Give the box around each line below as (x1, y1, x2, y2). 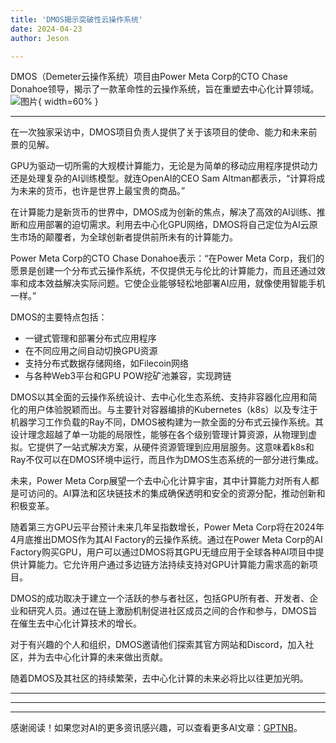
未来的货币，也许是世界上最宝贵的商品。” (18, 185, 186, 197)
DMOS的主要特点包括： (10, 311, 108, 323)
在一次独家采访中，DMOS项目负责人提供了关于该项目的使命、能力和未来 (10, 126, 309, 138)
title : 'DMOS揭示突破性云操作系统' (10, 14, 143, 25)
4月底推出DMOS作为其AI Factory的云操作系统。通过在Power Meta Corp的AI (10, 534, 323, 546)
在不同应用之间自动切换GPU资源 (24, 345, 158, 357)
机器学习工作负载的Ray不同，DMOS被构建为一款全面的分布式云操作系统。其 (10, 416, 324, 428)
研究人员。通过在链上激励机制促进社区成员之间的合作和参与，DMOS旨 (27, 605, 318, 617)
